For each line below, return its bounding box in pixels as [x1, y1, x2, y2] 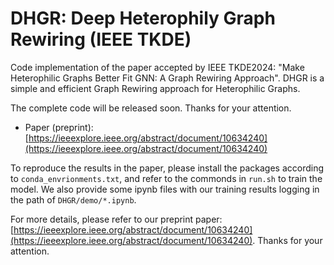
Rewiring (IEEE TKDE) [10, 28, 192, 51]
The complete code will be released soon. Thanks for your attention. [10, 102, 292, 114]
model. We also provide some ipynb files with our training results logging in [10, 183, 320, 195]
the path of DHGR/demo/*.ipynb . [10, 193, 137, 206]
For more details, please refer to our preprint [10, 213, 194, 225]
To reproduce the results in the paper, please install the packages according [10, 162, 324, 174]
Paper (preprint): [24, 121, 94, 133]
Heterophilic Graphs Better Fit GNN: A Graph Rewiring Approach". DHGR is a [10, 72, 325, 84]
